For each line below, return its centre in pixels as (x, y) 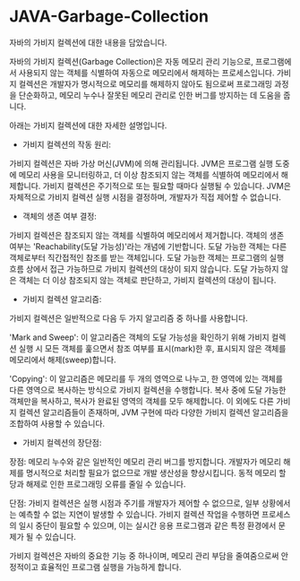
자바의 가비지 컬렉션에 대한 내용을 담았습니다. (88, 42)
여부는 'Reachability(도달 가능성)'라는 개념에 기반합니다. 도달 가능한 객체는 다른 (148, 246)
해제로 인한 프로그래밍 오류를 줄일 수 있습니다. (106, 484)
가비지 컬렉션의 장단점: (62, 442)
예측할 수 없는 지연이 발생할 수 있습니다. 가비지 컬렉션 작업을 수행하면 (139, 514)
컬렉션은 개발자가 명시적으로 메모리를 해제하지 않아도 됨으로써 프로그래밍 (146, 83)
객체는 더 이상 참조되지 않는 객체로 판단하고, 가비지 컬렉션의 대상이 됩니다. (147, 280)
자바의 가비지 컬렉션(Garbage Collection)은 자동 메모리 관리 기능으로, (131, 61)
